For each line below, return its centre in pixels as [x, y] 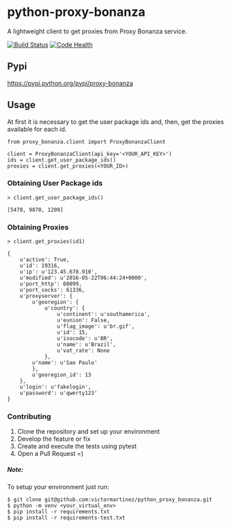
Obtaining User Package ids [55, 183]
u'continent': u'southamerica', [103, 315]
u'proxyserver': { [46, 296]
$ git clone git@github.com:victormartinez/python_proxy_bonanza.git [110, 500]
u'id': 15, [72, 333]
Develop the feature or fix [54, 439]
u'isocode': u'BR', [85, 339]
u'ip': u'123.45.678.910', [59, 272]
